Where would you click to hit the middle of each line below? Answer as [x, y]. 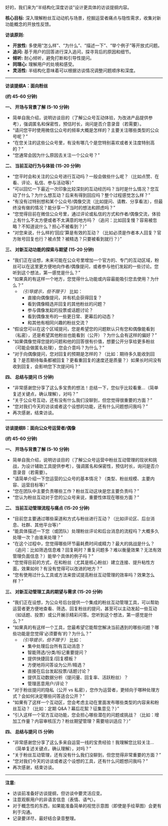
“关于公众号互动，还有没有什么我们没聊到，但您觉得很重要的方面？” [82, 400]
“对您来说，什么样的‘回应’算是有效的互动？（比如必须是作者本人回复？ [85, 232]
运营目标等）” [34, 485]
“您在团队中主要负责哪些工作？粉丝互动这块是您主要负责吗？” [76, 491]
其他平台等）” [47, 525]
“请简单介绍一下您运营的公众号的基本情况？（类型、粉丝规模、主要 [81, 478]
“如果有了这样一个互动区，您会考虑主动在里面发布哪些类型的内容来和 [83, 702]
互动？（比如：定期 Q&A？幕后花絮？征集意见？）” [68, 708]
